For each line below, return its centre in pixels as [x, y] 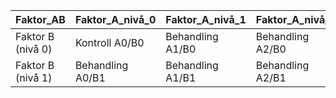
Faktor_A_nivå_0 [115, 19]
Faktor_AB [40, 19]
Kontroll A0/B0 [109, 42]
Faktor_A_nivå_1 [206, 19]
